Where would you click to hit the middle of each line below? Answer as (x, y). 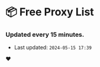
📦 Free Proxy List (50, 12)
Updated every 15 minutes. (45, 35)
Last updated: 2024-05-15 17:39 (53, 47)
